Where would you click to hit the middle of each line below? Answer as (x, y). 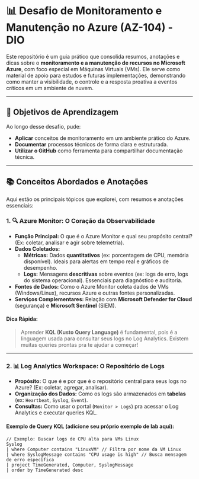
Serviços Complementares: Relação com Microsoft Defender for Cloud (103, 299)
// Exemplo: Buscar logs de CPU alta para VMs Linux (73, 439)
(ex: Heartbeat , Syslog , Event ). (51, 400)
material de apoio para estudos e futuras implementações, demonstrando (96, 75)
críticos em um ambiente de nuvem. (50, 88)
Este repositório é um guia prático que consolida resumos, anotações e (93, 56)
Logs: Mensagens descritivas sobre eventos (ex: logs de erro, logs (106, 274)
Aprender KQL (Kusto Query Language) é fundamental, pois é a (99, 333)
